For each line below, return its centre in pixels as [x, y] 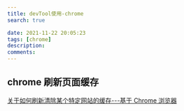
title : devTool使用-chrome [45, 14]
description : [26, 46]
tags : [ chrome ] [29, 39]
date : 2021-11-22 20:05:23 [47, 33]
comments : [22, 52]
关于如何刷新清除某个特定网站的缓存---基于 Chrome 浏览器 [92, 100]
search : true [26, 20]
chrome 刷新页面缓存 [53, 82]
